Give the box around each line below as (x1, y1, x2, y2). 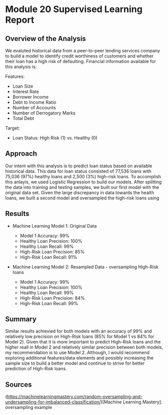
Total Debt (12, 115, 34, 121)
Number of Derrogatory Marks (12, 110, 76, 116)
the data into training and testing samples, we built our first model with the (5, 184, 159, 190)
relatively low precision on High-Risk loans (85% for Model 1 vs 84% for (5, 333, 154, 339)
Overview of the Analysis (5, 34, 87, 43)
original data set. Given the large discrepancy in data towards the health (5, 189, 154, 195)
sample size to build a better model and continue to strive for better (5, 360, 145, 366)
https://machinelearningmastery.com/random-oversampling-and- (7, 394, 143, 400)
